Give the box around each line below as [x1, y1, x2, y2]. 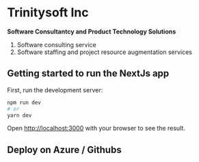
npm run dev [7, 99, 41, 106]
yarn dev [7, 111, 32, 119]
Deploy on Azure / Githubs [7, 144, 122, 155]
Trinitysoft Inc [7, 5, 89, 21]
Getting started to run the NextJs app [7, 68, 170, 79]
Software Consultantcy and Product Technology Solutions [7, 27, 176, 36]
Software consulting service [16, 40, 97, 49]
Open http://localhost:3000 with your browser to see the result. [7, 124, 186, 133]
